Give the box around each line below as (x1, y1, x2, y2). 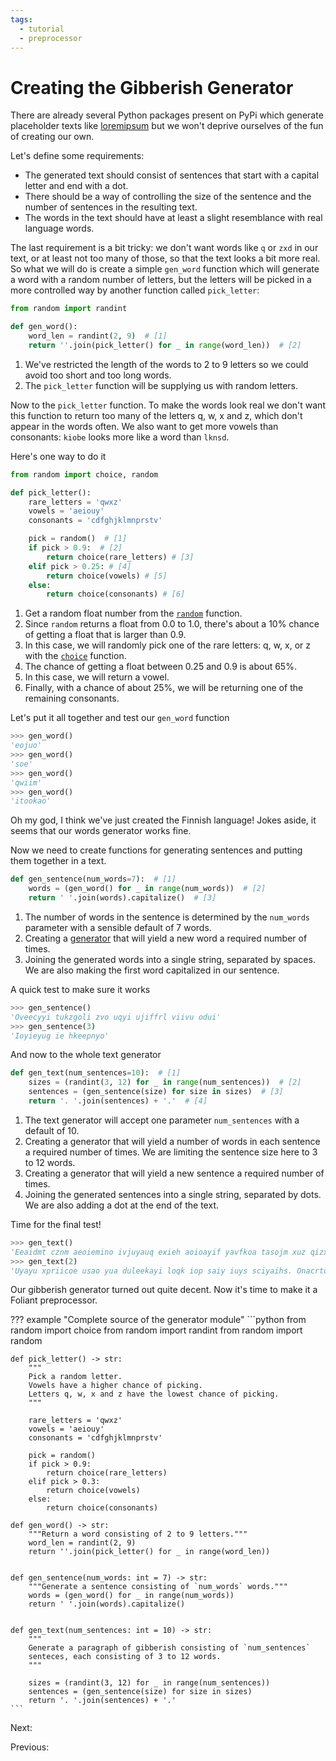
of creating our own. (10, 131, 95, 143)
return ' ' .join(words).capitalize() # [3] (28, 893, 217, 903)
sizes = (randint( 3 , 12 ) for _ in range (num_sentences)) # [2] (28, 1077, 302, 1088)
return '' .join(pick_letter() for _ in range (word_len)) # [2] (28, 340, 302, 350)
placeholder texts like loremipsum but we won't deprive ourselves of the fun (10, 120, 324, 132)
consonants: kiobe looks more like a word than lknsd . (10, 431, 230, 443)
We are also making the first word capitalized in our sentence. (24, 964, 280, 976)
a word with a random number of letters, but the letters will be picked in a (10, 274, 312, 286)
